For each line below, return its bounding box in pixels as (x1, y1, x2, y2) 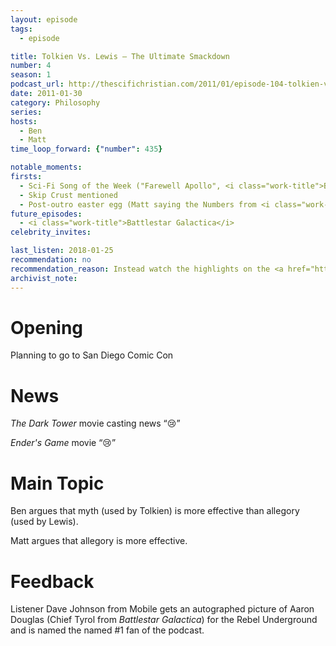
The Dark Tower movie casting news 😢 (10, 417, 177, 430)
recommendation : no (10, 255, 92, 265)
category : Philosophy (10, 97, 101, 108)
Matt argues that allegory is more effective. (10, 535, 188, 547)
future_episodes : (10, 209, 83, 219)
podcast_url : (10, 79, 65, 90)
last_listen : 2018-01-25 (10, 246, 114, 256)
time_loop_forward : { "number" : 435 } (10, 144, 163, 155)
